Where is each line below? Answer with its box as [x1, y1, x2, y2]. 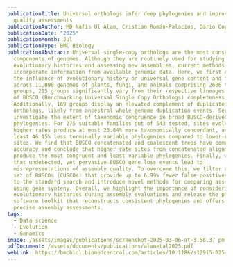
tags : [7, 211, 23, 218]
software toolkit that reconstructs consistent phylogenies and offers [13, 197, 225, 205]
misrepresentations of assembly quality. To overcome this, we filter [13, 165, 222, 172]
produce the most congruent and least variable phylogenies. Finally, [13, 152, 222, 160]
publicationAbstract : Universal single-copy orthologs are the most [7, 49, 209, 56]
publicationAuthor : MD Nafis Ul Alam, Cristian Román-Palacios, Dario [7, 23, 216, 30]
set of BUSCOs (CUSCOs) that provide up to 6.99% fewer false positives [13, 172, 228, 179]
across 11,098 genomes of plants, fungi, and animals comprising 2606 [13, 81, 222, 88]
